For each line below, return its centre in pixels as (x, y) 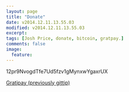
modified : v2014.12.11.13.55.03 (45, 28)
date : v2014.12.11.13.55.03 (40, 22)
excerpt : (17, 33)
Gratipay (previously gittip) (38, 83)
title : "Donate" (26, 17)
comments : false (26, 44)
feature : (22, 55)
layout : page (22, 11)
